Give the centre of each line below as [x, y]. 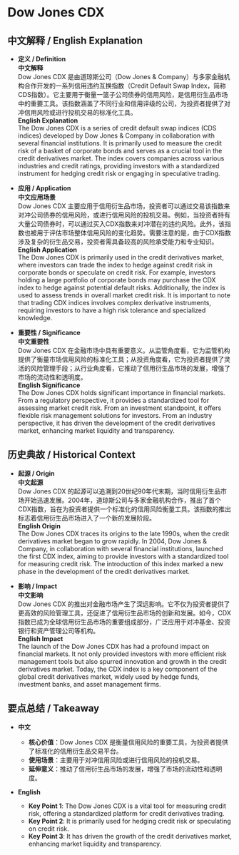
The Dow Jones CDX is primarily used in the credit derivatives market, [121, 257]
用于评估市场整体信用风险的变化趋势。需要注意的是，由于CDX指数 [134, 233]
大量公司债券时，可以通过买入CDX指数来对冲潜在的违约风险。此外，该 [121, 224]
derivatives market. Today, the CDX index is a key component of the [117, 669]
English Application [47, 250]
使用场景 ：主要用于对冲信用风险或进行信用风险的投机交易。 [116, 759]
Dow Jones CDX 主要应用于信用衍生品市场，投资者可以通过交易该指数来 [124, 206]
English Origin [39, 526]
